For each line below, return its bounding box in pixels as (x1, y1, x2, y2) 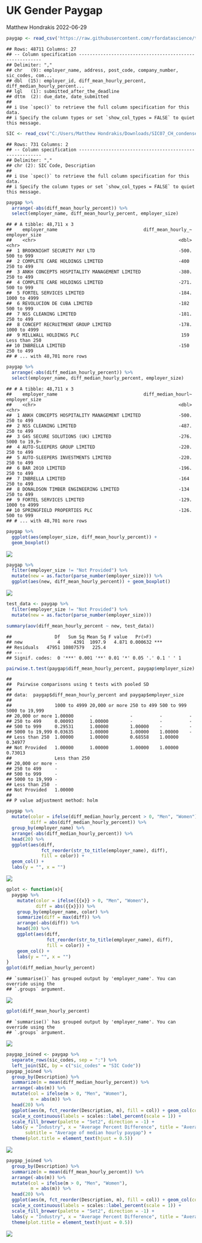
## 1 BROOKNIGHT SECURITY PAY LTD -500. (6, 248, 192, 254)
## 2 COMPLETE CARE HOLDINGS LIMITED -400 (6, 259, 189, 265)
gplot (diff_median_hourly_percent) (6, 965, 96, 971)
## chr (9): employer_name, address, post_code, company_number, (6, 67, 179, 73)
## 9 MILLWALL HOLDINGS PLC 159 (6, 332, 189, 338)
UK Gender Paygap (6, 4, 103, 17)
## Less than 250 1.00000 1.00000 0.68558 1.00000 (6, 734, 179, 740)
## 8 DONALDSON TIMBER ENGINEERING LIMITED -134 (6, 486, 189, 492)
